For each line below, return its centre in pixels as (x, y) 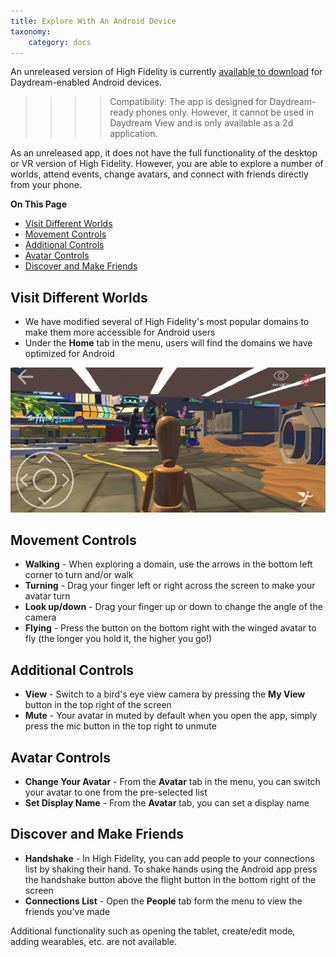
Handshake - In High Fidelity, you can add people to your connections (169, 858)
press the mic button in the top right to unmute (120, 726)
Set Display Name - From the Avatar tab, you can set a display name (167, 802)
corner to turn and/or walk (79, 575)
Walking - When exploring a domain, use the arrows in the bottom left (168, 564)
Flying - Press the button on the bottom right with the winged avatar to (170, 628)
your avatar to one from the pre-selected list (116, 792)
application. (133, 134)
